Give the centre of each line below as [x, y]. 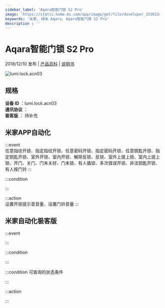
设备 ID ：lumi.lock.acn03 [31, 103]
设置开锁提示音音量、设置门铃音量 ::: [42, 204]
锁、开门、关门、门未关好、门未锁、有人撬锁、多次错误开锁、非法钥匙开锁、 [82, 163]
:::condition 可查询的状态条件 [34, 272]
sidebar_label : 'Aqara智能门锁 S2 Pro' [44, 10]
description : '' [23, 23]
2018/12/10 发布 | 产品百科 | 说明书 [40, 64]
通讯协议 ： [16, 109]
